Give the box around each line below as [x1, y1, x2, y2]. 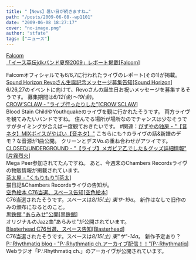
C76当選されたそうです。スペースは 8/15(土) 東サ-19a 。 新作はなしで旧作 [6, 196, 181, 203]
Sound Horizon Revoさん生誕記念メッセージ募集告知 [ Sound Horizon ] [6, 79, 173, 86]
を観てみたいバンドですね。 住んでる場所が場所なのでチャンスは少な [6, 116, 172, 122]
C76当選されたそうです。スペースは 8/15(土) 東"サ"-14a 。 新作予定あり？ [6, 233, 181, 239]
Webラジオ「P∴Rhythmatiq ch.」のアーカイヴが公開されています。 [6, 248, 167, 254]
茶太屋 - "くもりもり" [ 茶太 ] [6, 174, 72, 181]
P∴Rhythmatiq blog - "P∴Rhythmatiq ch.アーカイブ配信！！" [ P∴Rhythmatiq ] [6, 240, 189, 247]
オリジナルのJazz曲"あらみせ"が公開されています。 [6, 218, 130, 225]
